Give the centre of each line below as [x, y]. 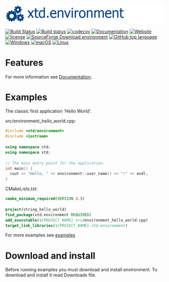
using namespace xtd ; [28, 152]
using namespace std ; [28, 147]
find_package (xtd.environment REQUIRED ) [49, 215]
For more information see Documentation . [49, 77]
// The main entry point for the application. [55, 163]
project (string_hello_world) [36, 209]
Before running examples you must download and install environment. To [81, 270]
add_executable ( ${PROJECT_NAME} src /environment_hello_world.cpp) [77, 220]
